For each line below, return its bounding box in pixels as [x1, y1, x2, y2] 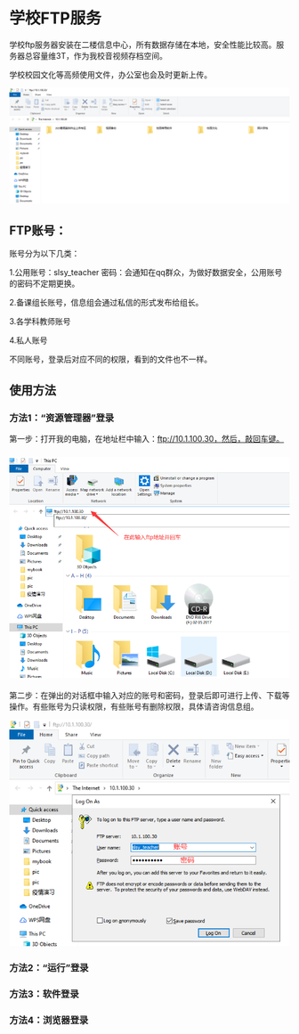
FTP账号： [9, 224, 67, 239]
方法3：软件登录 [9, 988, 80, 1000]
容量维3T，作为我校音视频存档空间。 [32, 50, 167, 61]
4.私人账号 [9, 335, 48, 346]
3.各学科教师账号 [9, 316, 71, 327]
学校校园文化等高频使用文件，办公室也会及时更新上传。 [9, 69, 212, 80]
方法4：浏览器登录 [9, 1014, 89, 1027]
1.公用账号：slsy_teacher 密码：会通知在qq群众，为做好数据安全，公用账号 [9, 267, 283, 278]
